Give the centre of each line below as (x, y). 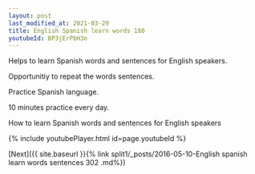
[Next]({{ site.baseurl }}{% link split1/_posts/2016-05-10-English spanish (128, 154)
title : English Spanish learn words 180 (77, 30)
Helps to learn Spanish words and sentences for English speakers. (118, 61)
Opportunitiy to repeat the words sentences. (81, 76)
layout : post (30, 16)
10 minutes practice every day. (59, 107)
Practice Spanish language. (53, 92)
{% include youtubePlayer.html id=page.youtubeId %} (97, 139)
